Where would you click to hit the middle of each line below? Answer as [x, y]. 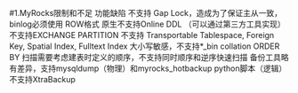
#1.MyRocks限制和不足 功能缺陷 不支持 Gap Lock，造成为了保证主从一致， [146, 13]
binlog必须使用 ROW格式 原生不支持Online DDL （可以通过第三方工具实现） [148, 24]
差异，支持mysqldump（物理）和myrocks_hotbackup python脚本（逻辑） [152, 68]
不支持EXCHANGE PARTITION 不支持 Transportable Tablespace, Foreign [142, 35]
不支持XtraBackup [42, 79]
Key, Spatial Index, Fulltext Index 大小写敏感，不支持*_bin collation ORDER [145, 46]
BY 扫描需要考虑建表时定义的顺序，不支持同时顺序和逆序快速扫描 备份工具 [145, 57]
